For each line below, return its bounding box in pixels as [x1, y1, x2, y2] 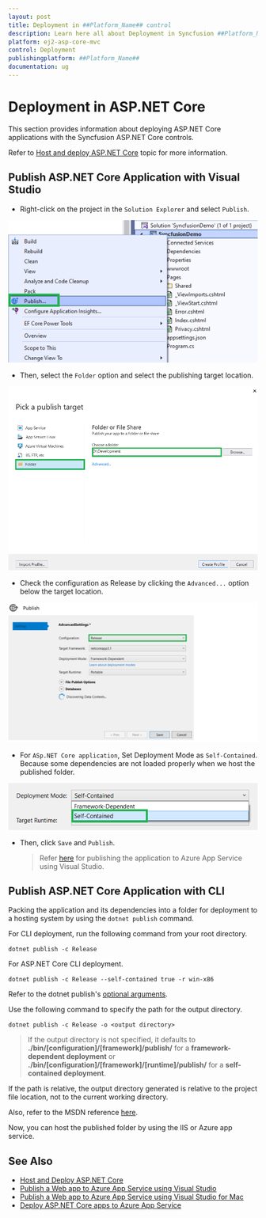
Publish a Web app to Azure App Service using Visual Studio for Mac [19, 1192, 244, 1202]
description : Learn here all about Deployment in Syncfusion [8, 29, 215, 37]
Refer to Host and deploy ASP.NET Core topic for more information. [8, 147, 228, 157]
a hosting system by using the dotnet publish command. [8, 914, 194, 924]
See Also [8, 1154, 53, 1167]
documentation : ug [8, 63, 69, 71]
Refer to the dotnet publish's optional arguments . [8, 989, 168, 999]
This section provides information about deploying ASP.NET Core [8, 123, 222, 134]
